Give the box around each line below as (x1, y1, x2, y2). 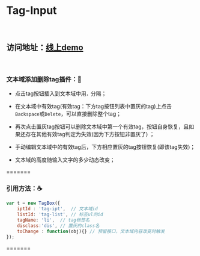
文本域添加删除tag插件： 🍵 (6, 75, 82, 83)
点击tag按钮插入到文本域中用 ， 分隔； (14, 90, 107, 97)
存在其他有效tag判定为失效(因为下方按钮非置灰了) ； (25, 131, 155, 138)
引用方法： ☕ (6, 184, 43, 193)
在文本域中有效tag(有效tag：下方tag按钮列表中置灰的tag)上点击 (14, 103, 172, 110)
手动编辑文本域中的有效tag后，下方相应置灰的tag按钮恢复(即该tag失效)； (14, 143, 196, 151)
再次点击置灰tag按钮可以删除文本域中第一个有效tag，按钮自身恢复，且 (14, 123, 189, 130)
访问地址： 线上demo (6, 43, 83, 53)
